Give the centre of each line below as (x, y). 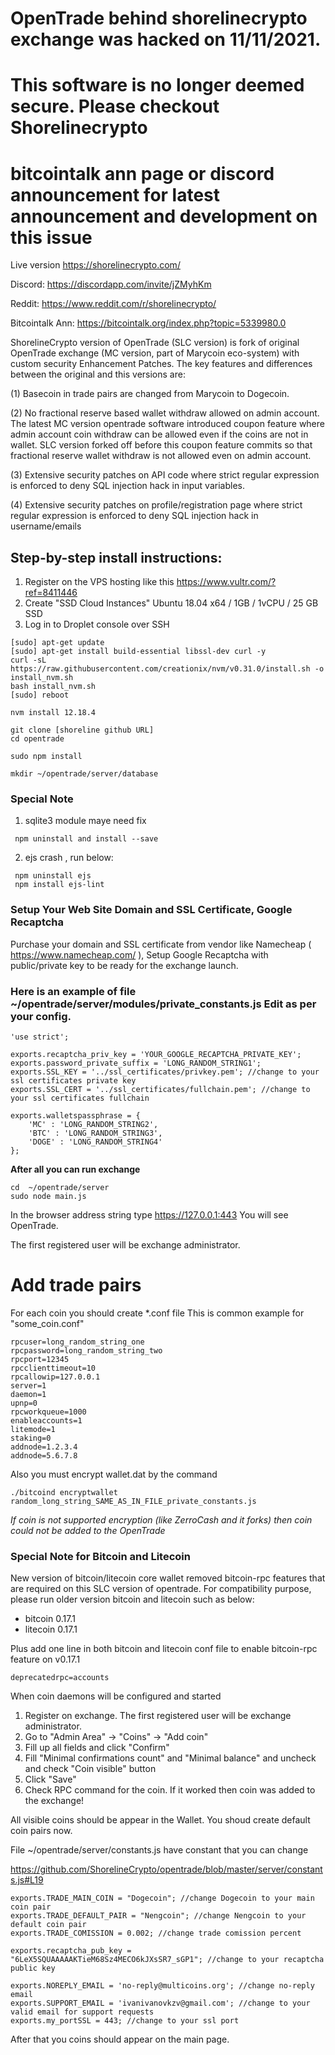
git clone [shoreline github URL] (82, 730)
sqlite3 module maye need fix (85, 821)
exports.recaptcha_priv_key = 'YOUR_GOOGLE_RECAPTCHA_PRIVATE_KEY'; (156, 1055)
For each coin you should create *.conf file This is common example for (157, 1313)
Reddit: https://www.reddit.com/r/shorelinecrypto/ (113, 304)
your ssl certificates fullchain (80, 1098)
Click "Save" (50, 1779)
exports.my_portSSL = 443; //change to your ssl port (125, 2021)
